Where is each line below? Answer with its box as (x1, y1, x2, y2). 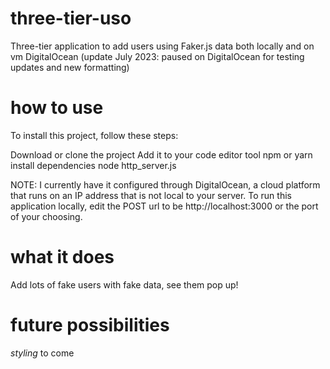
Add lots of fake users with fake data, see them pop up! (10, 278, 239, 291)
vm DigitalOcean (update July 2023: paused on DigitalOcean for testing (10, 50, 305, 62)
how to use (10, 97, 104, 119)
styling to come (10, 347, 75, 359)
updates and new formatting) (10, 61, 130, 73)
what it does (10, 246, 115, 269)
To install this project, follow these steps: (10, 129, 179, 141)
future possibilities (10, 314, 170, 336)
